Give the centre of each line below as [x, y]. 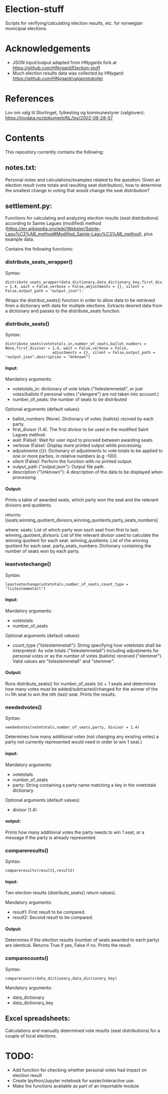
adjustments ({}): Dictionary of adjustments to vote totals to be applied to [87, 451]
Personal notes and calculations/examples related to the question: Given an [83, 180]
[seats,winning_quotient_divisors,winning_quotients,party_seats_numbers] [82, 520]
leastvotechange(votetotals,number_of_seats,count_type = [67, 584]
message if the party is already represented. [51, 837]
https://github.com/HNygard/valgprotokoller [58, 78]
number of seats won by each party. [42, 551]
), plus [146, 234]
